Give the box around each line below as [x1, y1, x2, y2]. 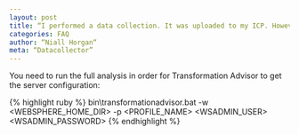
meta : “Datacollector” [9, 46, 93, 55]
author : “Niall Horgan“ [9, 37, 98, 47]
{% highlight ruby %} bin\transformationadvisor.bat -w [9, 97, 209, 107]
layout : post [9, 12, 58, 22]
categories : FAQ [9, 29, 69, 38]
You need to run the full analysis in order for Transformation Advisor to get [9, 70, 282, 81]
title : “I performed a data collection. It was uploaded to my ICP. [9, 21, 269, 30]
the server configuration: [9, 80, 101, 91]
